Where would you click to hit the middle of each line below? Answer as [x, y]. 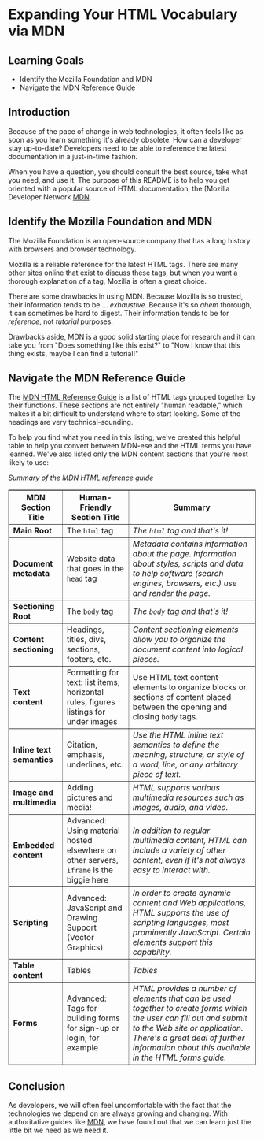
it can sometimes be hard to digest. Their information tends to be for [119, 313]
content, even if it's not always [189, 860]
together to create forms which [190, 1009]
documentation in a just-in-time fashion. [73, 156]
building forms [93, 1018]
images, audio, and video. [180, 808]
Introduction [39, 112]
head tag [82, 578]
